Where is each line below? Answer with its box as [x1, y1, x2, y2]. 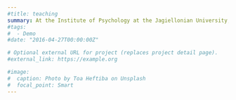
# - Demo [7, 30, 37, 37]
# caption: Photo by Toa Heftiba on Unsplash [7, 75, 146, 82]
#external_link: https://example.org [7, 56, 118, 63]
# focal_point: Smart [7, 82, 74, 89]
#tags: [7, 23, 27, 30]
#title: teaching [7, 10, 58, 18]
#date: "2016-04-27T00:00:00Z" [7, 37, 99, 44]
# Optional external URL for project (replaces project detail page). [7, 49, 218, 56]
